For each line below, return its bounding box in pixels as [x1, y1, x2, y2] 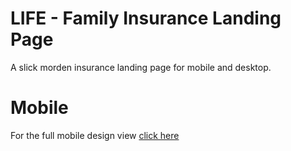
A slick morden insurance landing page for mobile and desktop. [10, 61, 272, 73]
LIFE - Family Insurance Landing [10, 7, 282, 30]
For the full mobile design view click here [10, 129, 180, 141]
